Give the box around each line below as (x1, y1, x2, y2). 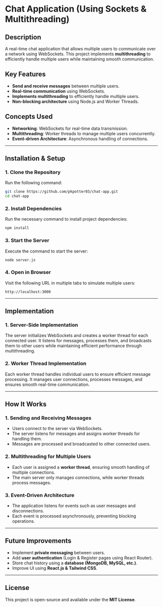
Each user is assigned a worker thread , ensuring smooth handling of (12, 464, 150, 470)
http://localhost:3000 (5, 289, 51, 294)
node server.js (5, 257, 36, 262)
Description (5, 33, 41, 41)
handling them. (12, 436, 42, 442)
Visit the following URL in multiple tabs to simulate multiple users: (5, 280, 136, 286)
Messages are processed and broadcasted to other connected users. (12, 441, 151, 447)
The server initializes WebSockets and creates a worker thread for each (5, 333, 148, 338)
